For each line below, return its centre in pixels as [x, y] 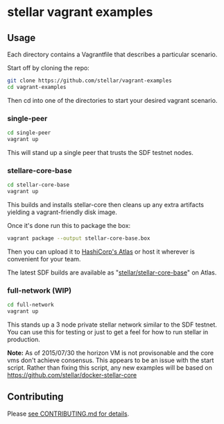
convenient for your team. [44, 259]
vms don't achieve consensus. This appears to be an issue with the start [111, 360]
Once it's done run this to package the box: [69, 225]
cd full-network [31, 305]
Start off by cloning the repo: [49, 68]
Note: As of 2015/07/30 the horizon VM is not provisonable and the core [110, 352]
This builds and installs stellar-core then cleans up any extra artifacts [106, 204]
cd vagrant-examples [37, 87]
